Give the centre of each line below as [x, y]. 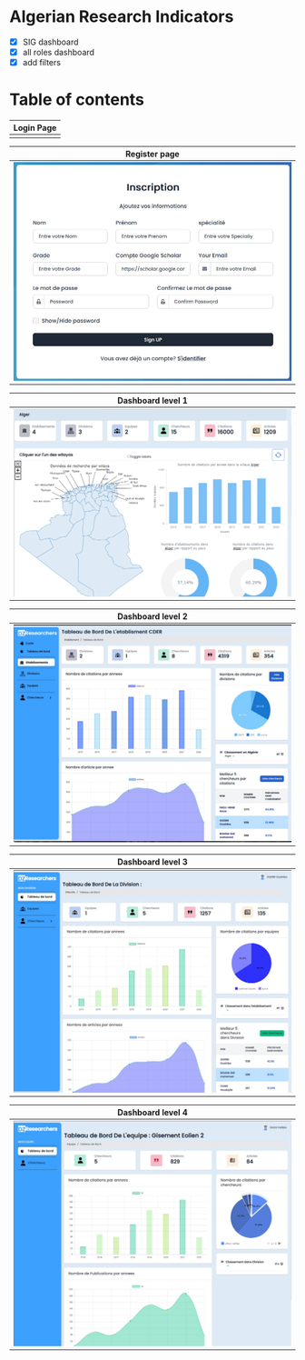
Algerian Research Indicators [122, 17]
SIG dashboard [50, 42]
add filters [42, 63]
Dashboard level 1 [152, 400]
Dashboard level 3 [152, 862]
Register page [152, 154]
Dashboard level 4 [152, 1112]
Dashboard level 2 [152, 616]
